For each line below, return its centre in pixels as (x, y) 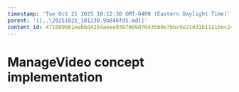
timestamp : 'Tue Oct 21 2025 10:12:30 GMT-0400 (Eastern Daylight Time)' (119, 14)
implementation (55, 77)
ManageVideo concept (76, 62)
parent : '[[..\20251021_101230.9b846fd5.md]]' (78, 21)
